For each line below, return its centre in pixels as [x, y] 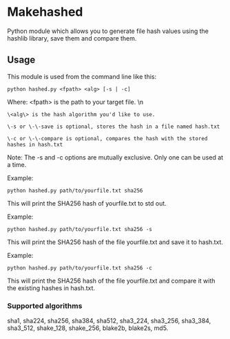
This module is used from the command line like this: [82, 76]
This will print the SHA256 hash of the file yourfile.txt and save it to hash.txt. [115, 242]
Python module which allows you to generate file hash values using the [108, 31]
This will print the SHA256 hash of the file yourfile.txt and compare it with [111, 281]
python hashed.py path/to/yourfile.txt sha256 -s [80, 229]
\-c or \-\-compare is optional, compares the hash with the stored [107, 138]
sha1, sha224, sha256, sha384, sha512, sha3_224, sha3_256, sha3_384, [109, 321]
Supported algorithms [45, 305]
